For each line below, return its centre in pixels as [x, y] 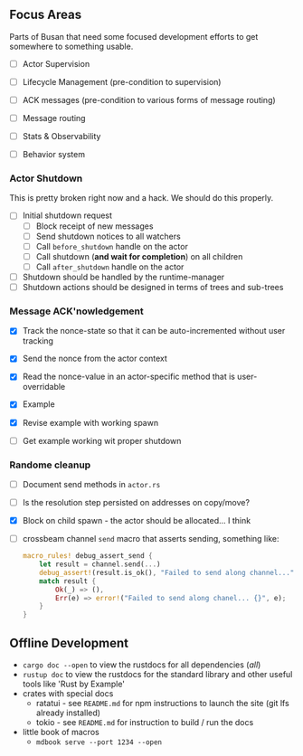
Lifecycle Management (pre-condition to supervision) [122, 81]
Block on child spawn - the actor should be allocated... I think [137, 521]
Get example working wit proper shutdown [102, 440]
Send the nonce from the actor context [95, 359]
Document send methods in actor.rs [91, 484]
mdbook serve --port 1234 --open [99, 742]
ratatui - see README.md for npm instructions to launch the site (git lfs [162, 704]
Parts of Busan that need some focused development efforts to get [134, 36]
